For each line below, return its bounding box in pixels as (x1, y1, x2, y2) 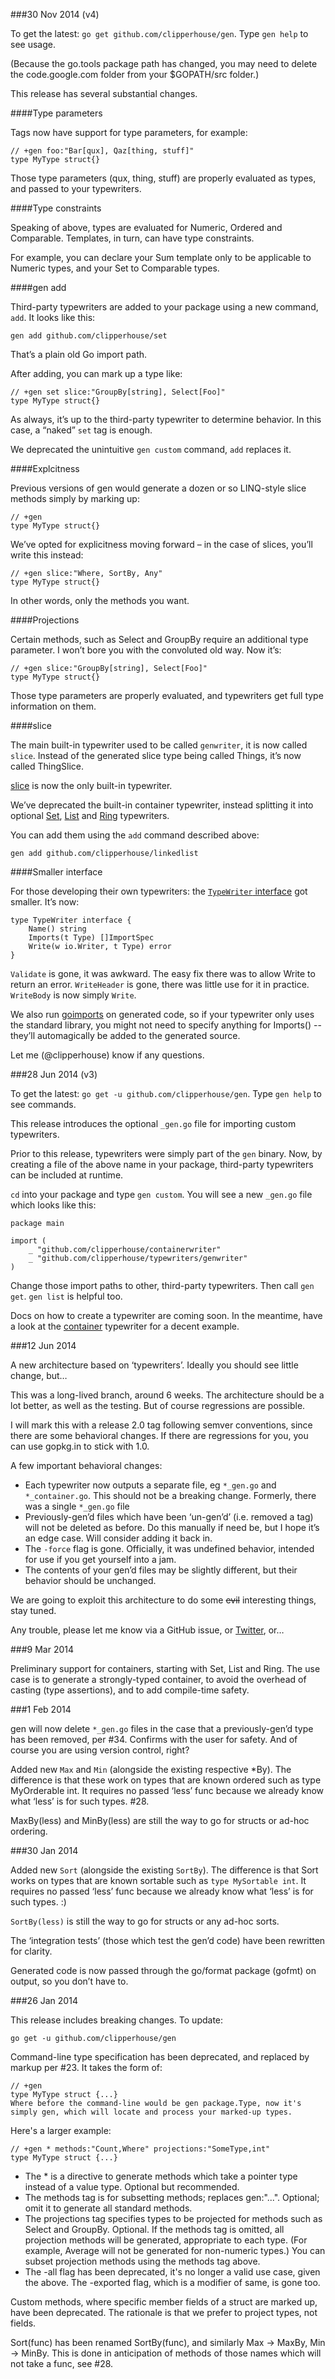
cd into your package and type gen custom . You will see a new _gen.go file (10, 1189, 313, 1200)
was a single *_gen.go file (24, 1500, 130, 1512)
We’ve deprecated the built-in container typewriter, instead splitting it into (10, 799, 314, 811)
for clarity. (10, 1945, 53, 1957)
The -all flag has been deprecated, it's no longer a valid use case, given (24, 2266, 321, 2278)
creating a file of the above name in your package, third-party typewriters (10, 1159, 314, 1170)
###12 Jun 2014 (10, 1340, 77, 1351)
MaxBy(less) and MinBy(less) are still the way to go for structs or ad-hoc (10, 1815, 310, 1826)
